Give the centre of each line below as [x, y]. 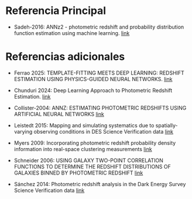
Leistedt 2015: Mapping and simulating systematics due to [84, 125]
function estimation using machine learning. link [72, 33]
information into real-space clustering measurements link [83, 149]
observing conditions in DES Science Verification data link [104, 131]
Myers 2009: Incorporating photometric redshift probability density [95, 143]
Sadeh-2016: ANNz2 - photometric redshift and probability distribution [99, 27]
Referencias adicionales [65, 57]
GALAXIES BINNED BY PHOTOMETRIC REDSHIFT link [78, 173]
